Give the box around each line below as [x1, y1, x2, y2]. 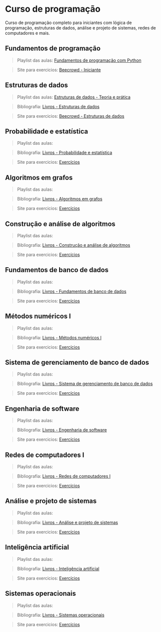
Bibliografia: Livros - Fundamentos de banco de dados [17, 288, 127, 294]
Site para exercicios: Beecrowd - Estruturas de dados [17, 113, 124, 119]
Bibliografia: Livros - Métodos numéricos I [17, 334, 101, 340]
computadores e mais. [5, 30, 50, 36]
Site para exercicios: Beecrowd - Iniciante [17, 67, 101, 73]
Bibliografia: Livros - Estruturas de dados [17, 103, 100, 109]
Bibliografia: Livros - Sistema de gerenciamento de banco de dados [17, 381, 153, 387]
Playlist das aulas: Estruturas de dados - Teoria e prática [17, 94, 131, 100]
